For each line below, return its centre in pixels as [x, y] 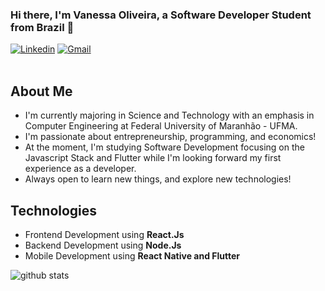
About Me [41, 91]
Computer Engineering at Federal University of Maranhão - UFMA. [161, 126]
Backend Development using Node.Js [103, 245]
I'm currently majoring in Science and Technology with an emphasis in [169, 115]
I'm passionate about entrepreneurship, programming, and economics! [170, 137]
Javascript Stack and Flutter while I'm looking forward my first [153, 158]
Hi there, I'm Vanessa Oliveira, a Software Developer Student [161, 15]
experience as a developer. [80, 169]
